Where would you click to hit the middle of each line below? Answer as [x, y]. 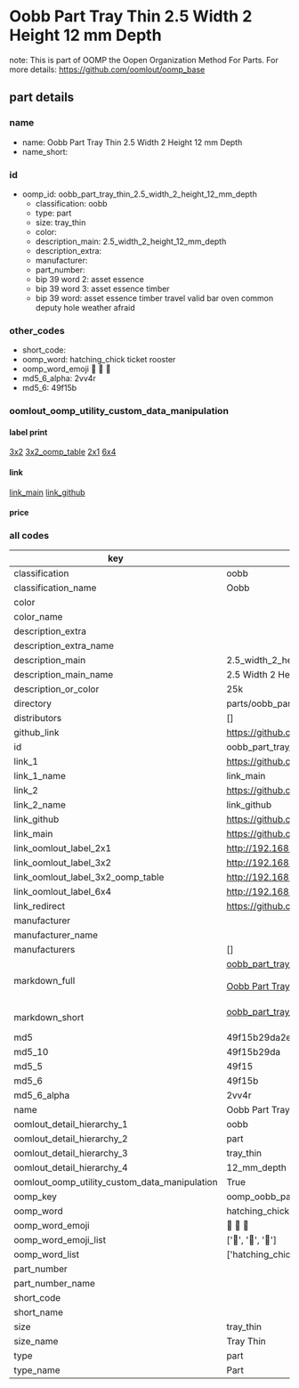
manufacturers [44, 950]
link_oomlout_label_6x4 [63, 892]
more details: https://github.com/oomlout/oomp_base [107, 69]
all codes [29, 536]
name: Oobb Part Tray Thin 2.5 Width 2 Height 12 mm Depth [132, 142]
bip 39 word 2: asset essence [89, 279]
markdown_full [44, 981]
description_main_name [64, 675]
